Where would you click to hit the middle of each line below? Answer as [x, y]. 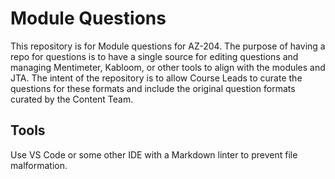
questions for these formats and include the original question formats [153, 88]
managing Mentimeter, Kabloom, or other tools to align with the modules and [168, 67]
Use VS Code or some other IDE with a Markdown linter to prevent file [154, 154]
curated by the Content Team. [72, 99]
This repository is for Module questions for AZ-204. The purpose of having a [168, 46]
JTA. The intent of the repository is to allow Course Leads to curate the [156, 78]
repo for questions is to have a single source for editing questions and [154, 56]
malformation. [39, 165]
